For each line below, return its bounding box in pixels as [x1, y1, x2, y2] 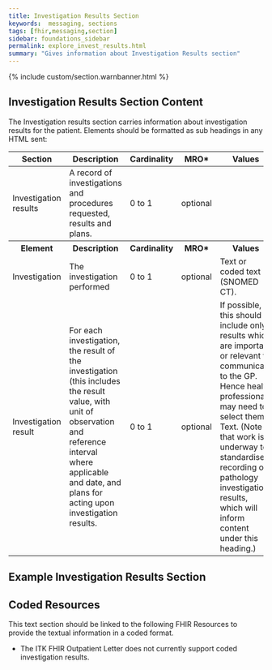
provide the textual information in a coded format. [8, 628, 174, 638]
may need [219, 401, 257, 412]
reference [69, 436, 107, 447]
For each [69, 324, 103, 336]
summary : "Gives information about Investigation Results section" [8, 49, 241, 58]
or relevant [219, 350, 261, 361]
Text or [219, 256, 247, 267]
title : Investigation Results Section [8, 11, 139, 20]
